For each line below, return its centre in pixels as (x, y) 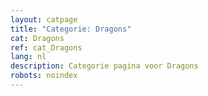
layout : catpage (44, 19)
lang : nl (28, 57)
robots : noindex (44, 76)
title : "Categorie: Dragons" (71, 29)
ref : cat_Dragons (46, 47)
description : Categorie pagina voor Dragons (104, 66)
